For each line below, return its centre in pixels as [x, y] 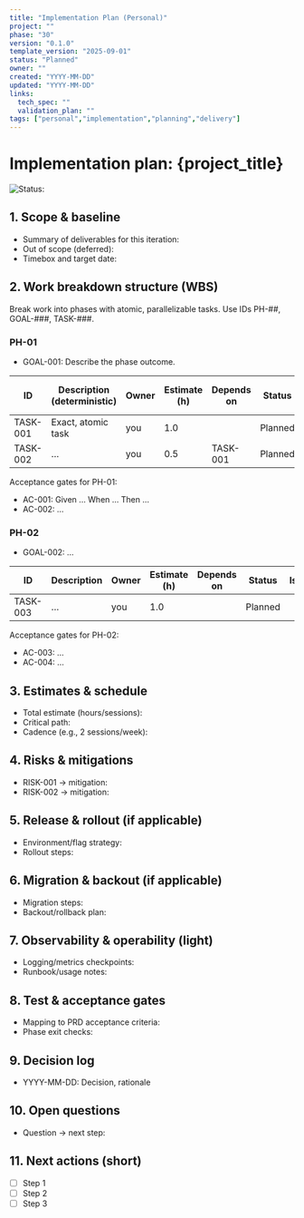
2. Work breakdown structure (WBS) [114, 287]
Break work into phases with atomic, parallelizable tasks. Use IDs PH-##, [145, 308]
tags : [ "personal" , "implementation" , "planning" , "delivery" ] [125, 119]
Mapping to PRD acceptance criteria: [91, 1022]
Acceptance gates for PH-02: [64, 635]
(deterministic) [84, 401]
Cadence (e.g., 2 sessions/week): [85, 732]
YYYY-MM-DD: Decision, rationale [86, 1082]
